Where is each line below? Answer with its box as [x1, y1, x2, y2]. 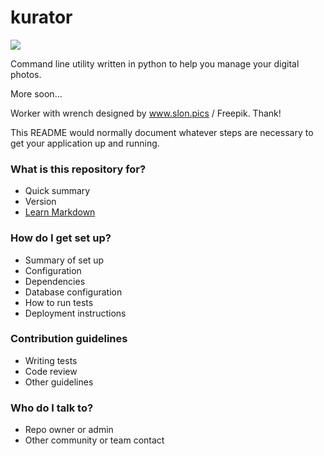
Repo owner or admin [24, 424, 114, 436]
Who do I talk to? [10, 401, 94, 415]
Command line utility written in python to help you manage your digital [10, 57, 300, 70]
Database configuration [24, 286, 123, 298]
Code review [24, 365, 78, 377]
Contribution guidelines [10, 332, 128, 346]
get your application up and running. [10, 137, 160, 149]
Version [24, 196, 57, 208]
